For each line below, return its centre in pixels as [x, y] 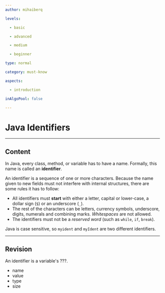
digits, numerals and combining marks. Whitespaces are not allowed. [82, 214]
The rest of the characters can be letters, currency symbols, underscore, [86, 209]
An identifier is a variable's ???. [36, 261]
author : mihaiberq [24, 10]
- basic [17, 28]
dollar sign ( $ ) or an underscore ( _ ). [48, 204]
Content [18, 152]
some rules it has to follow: [32, 189]
